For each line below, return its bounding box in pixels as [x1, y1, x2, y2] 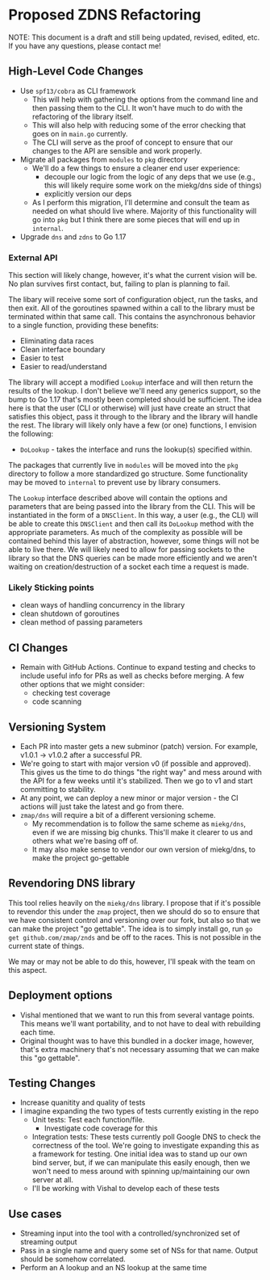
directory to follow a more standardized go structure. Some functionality [8, 469, 248, 478]
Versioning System [8, 720, 106, 734]
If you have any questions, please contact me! [8, 40, 161, 50]
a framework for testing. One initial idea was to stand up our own [31, 1149, 247, 1159]
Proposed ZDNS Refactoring [8, 6, 201, 24]
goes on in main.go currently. [31, 128, 128, 138]
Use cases [8, 1206, 62, 1221]
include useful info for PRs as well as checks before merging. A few [19, 671, 244, 680]
